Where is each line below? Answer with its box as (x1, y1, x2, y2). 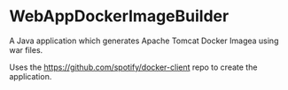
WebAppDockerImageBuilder (9, 6, 230, 26)
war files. (9, 44, 43, 55)
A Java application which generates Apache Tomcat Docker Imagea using (9, 35, 279, 46)
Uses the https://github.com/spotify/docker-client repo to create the (9, 62, 258, 72)
